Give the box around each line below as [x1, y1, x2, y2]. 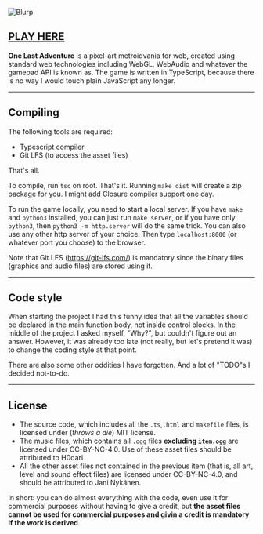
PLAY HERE [8, 30, 65, 43]
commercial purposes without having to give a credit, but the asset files [8, 502, 241, 511]
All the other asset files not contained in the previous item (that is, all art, [19, 461, 254, 470]
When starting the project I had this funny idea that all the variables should [8, 312, 249, 321]
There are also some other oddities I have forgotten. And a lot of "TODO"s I [8, 361, 250, 370]
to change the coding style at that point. [8, 345, 137, 354]
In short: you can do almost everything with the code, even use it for [8, 493, 229, 503]
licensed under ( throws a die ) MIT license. [19, 428, 157, 438]
